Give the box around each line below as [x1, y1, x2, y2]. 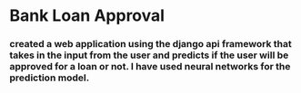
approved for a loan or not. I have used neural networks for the [9, 60, 291, 73]
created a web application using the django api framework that [9, 38, 293, 51]
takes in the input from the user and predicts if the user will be [9, 49, 289, 61]
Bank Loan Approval [9, 5, 166, 26]
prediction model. [9, 71, 90, 84]
